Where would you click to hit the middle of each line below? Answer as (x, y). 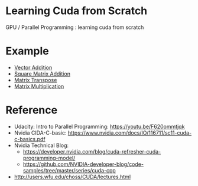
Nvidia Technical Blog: (41, 145)
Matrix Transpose (35, 80)
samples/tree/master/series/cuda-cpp (69, 170)
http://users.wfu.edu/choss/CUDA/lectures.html (72, 177)
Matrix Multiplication (39, 86)
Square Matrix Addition (42, 74)
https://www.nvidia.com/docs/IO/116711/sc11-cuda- (130, 133)
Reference (31, 110)
